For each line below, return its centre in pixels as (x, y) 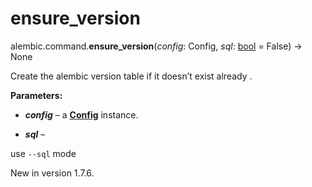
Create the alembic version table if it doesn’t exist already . (131, 76)
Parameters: (36, 95)
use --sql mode (43, 153)
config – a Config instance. (81, 114)
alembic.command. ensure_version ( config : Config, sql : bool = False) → (156, 46)
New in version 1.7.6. (52, 173)
